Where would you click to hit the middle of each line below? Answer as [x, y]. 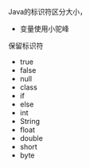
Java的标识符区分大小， [48, 12]
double [31, 138]
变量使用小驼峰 [44, 29]
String [30, 121]
